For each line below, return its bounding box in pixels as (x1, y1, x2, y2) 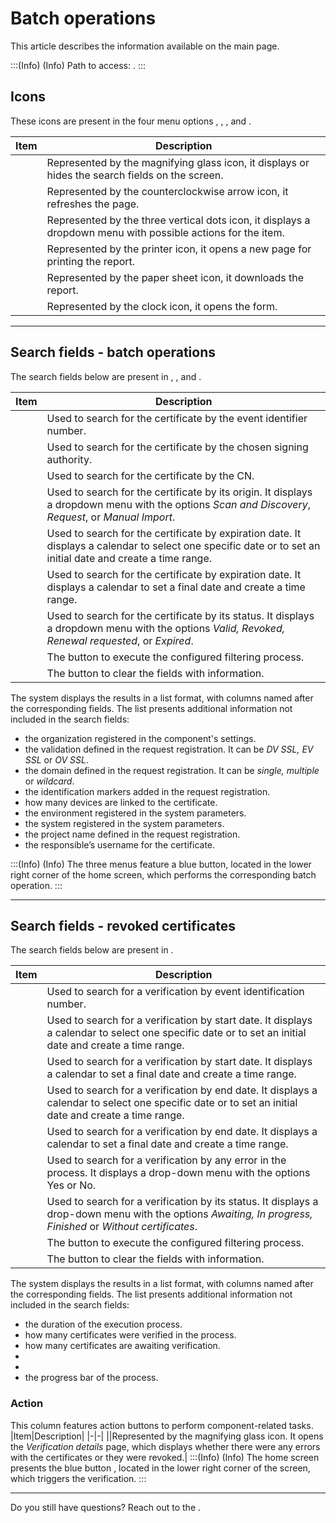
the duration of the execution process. (24, 1318, 183, 1331)
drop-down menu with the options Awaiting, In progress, (46, 1207, 313, 1221)
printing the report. (46, 254, 136, 268)
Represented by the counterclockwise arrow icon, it (46, 184, 289, 198)
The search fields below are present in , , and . (10, 370, 202, 382)
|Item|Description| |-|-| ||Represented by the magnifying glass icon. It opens (10, 1430, 324, 1442)
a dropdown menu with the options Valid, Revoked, (46, 621, 286, 635)
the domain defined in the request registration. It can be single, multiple (24, 764, 320, 776)
